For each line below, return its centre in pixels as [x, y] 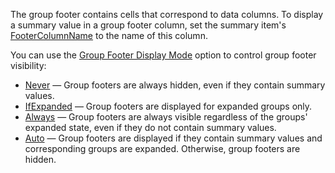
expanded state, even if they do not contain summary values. [150, 127]
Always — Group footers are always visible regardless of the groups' [166, 117]
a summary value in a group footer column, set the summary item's [148, 25]
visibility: [28, 65]
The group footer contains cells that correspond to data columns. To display [167, 14]
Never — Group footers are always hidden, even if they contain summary [175, 85]
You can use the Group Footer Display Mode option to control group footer [163, 55]
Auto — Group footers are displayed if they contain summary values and [173, 138]
